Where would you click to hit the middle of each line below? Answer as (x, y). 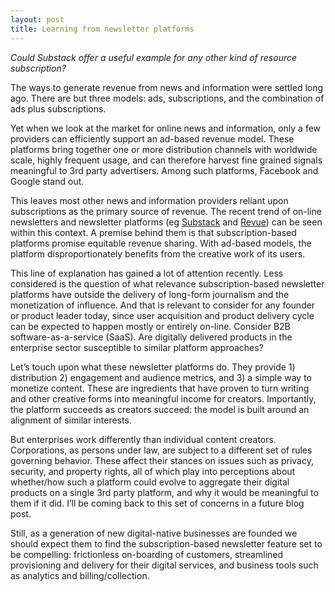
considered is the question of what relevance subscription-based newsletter (167, 283)
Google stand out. (47, 181)
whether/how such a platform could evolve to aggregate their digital (150, 482)
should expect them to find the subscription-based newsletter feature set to (166, 543)
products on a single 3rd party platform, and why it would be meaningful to (164, 492)
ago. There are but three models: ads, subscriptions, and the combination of (167, 98)
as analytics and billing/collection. (80, 575)
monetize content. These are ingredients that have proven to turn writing (160, 388)
